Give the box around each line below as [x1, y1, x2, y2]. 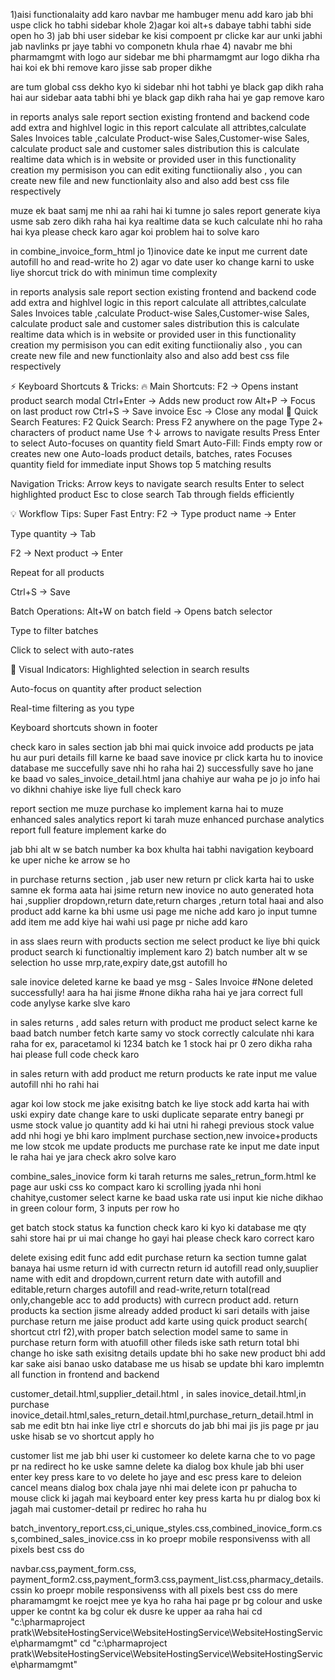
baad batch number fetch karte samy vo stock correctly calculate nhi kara [10, 1027, 315, 1039]
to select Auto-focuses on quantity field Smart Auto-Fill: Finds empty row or [10, 437, 323, 449]
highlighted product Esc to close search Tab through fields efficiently [10, 489, 295, 500]
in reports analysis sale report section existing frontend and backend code [10, 286, 317, 298]
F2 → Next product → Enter [10, 547, 124, 559]
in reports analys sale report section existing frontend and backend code [10, 111, 310, 123]
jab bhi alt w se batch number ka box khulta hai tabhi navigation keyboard [10, 844, 314, 855]
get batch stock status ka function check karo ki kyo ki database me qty [10, 1222, 307, 1233]
